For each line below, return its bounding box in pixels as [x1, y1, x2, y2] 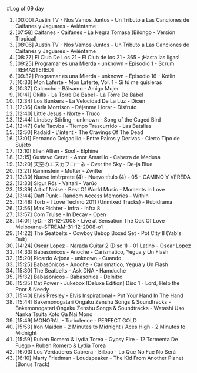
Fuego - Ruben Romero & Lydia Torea [15, 342, 106, 349]
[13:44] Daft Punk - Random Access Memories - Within [15, 192, 149, 199]
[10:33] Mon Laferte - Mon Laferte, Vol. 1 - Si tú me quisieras [15, 79, 162, 86]
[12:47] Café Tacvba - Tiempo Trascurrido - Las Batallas [15, 123, 152, 129]
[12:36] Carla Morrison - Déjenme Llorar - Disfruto [15, 104, 137, 110]
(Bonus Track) [15, 361, 50, 368]
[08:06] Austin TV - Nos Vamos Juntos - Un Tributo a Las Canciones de [15, 41, 190, 48]
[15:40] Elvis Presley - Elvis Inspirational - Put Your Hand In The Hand [15, 292, 184, 299]
